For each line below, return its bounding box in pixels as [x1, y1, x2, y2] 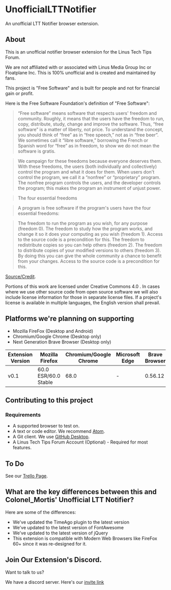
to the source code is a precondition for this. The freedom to [17, 236, 145, 242]
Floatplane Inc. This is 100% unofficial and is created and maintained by [5, 69, 156, 76]
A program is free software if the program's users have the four [17, 205, 151, 211]
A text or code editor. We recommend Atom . [12, 428, 105, 434]
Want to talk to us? [5, 569, 44, 575]
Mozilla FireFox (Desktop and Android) [12, 328, 94, 334]
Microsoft [116, 351, 140, 358]
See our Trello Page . [5, 473, 48, 479]
